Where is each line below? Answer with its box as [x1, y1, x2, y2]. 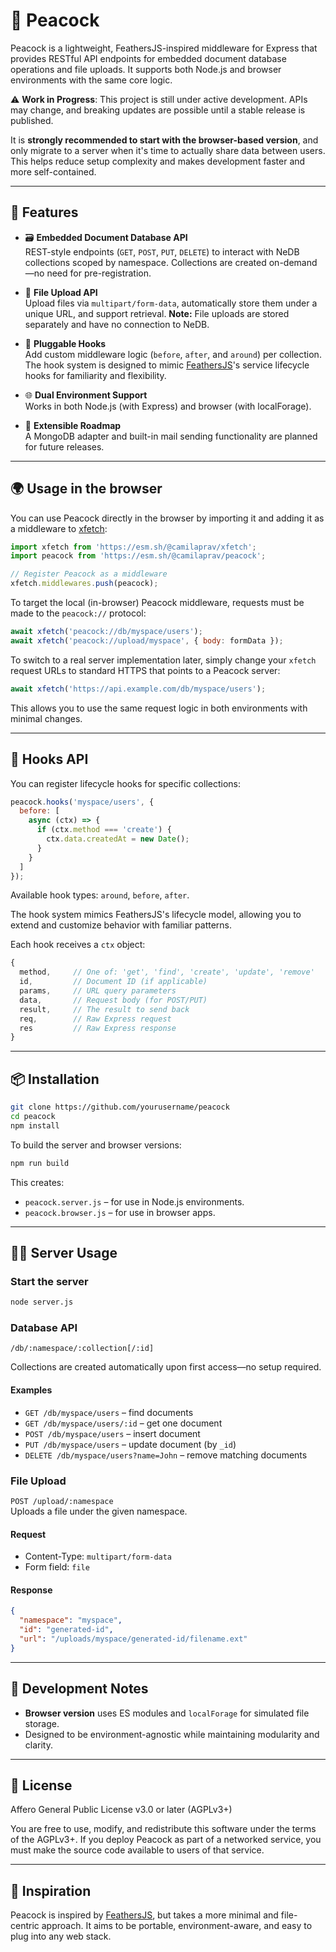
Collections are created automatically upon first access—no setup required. [10, 1361, 322, 1373]
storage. [24, 1717, 60, 1729]
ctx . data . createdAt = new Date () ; [46, 834, 190, 844]
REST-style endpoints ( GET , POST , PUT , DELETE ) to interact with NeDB [24, 245, 300, 258]
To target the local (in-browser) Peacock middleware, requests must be [10, 597, 305, 609]
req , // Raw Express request [19, 1014, 172, 1024]
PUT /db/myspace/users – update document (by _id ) [24, 1438, 237, 1450]
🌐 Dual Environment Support [24, 389, 148, 401]
